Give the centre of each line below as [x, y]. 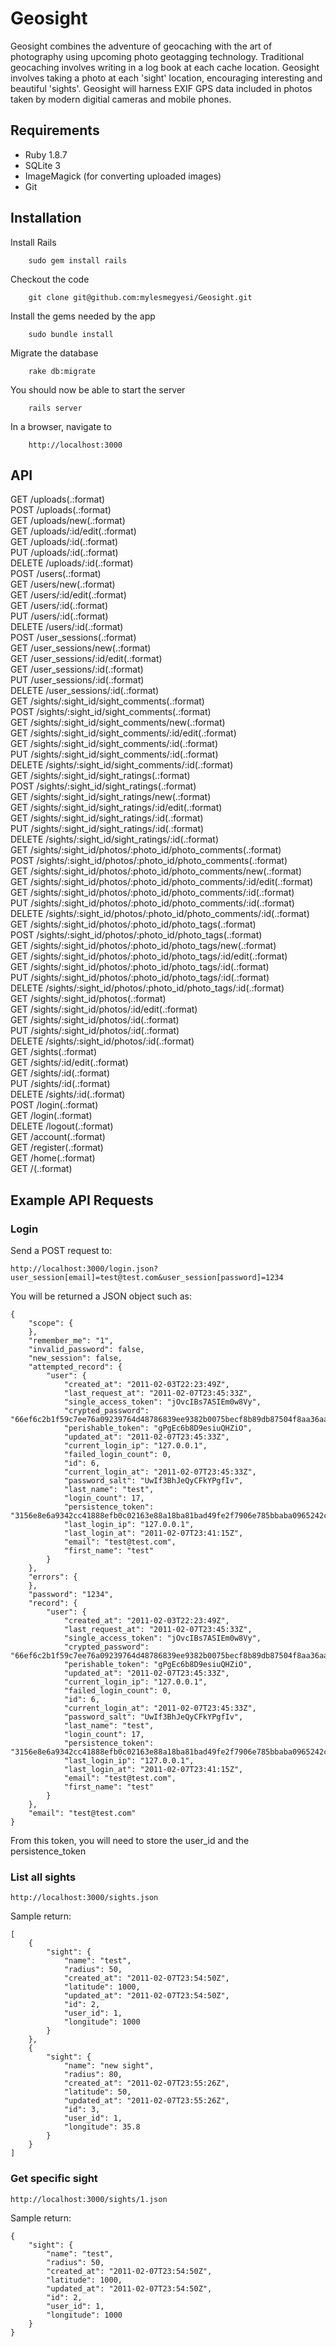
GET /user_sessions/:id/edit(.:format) [86, 659]
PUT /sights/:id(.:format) [60, 1084]
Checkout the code [50, 279]
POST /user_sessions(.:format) [73, 638]
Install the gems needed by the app [83, 316]
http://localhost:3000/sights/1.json [89, 2199]
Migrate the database [54, 353]
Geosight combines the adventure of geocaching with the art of [141, 46]
